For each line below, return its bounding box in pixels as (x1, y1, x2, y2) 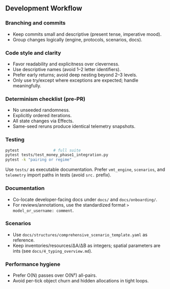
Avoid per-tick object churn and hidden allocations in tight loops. (12, 278, 149, 284)
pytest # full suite (5, 148, 81, 153)
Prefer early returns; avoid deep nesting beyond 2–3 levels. (12, 72, 138, 78)
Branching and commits (5, 19, 66, 27)
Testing (5, 136, 25, 143)
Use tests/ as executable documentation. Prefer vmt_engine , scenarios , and (5, 166, 165, 173)
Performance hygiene (5, 260, 60, 268)
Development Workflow (5, 4, 83, 13)
